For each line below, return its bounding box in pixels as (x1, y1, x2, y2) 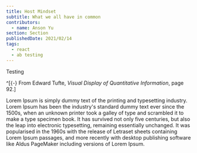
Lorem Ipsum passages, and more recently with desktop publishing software (6, 134, 191, 141)
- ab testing (11, 52, 43, 58)
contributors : (6, 19, 41, 25)
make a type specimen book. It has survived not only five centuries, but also (6, 115, 191, 123)
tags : (6, 41, 19, 47)
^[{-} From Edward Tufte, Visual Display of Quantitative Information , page (6, 79, 184, 86)
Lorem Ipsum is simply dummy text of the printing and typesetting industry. (6, 97, 188, 104)
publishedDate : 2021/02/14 (6, 36, 72, 41)
